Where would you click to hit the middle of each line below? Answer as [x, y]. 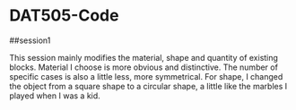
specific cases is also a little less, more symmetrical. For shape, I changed [146, 76]
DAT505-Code [64, 16]
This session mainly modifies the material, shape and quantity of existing [144, 57]
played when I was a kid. [55, 96]
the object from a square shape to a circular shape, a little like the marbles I [148, 86]
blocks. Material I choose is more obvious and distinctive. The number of [144, 67]
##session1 [30, 40]
